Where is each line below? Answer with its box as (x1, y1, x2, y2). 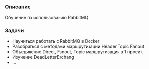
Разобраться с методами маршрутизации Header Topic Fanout (12, 43, 144, 49)
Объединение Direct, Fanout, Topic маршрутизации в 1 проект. (12, 48, 144, 55)
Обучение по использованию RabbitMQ (5, 15, 89, 21)
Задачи (5, 27, 24, 34)
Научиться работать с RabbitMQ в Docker (12, 38, 100, 44)
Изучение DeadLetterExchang (12, 54, 75, 60)
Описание (5, 3, 31, 10)
